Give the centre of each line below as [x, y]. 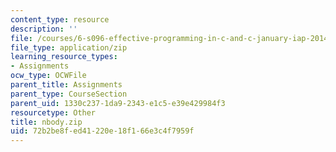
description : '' [44, 29]
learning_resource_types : [64, 57]
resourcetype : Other [53, 112]
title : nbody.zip [46, 122]
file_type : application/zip [69, 47]
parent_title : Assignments [66, 85]
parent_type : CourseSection [69, 94]
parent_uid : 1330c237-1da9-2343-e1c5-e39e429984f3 [118, 103]
